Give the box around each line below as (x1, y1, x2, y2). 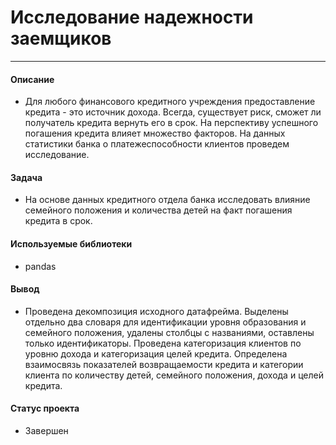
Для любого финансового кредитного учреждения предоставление (24, 96, 316, 108)
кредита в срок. (24, 215, 93, 227)
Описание (10, 73, 55, 85)
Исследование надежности (10, 6, 254, 29)
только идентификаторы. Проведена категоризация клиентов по (24, 337, 302, 349)
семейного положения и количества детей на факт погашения (24, 204, 293, 216)
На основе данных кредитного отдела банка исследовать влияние (24, 194, 311, 206)
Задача (10, 171, 43, 183)
